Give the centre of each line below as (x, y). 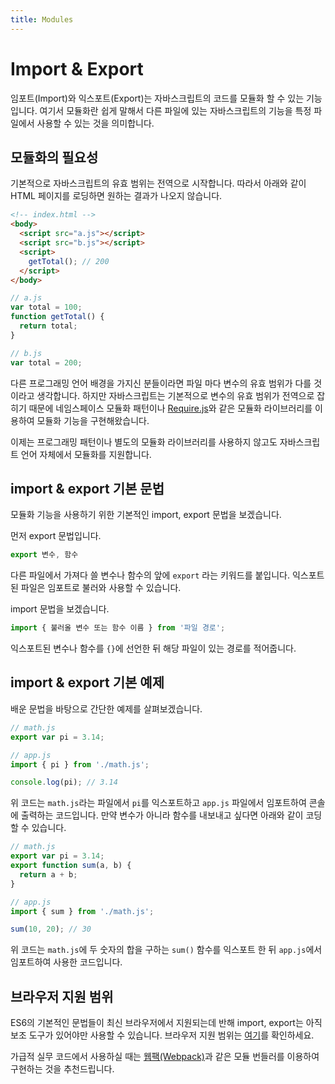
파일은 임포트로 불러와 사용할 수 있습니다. (101, 588)
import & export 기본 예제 (87, 682)
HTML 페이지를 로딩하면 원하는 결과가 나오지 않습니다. (116, 196)
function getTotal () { (57, 317)
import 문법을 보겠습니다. (60, 609)
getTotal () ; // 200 (69, 261)
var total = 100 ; (46, 307)
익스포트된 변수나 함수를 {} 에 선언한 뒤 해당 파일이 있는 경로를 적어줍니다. (153, 648)
